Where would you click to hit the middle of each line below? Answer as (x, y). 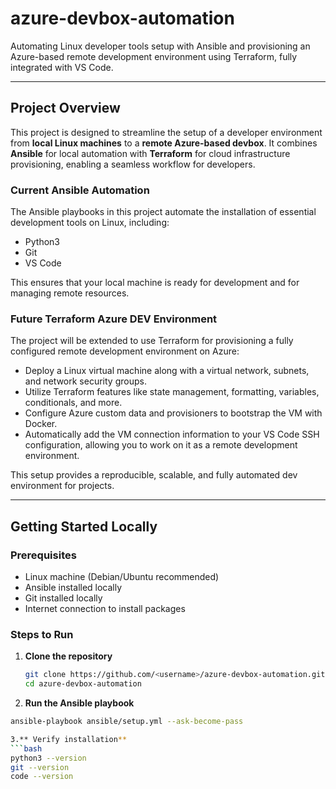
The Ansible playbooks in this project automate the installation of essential (163, 212)
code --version (42, 777)
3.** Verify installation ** (69, 739)
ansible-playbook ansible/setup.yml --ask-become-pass (127, 722)
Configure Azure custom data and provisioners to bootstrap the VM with (173, 413)
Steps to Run (42, 634)
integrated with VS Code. (62, 67)
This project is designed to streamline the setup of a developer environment (166, 132)
